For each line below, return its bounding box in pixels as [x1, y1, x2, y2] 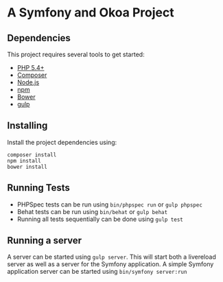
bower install [7, 163, 48, 170]
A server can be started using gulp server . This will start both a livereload [7, 252, 216, 261]
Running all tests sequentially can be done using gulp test [16, 215, 183, 223]
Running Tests [7, 182, 70, 193]
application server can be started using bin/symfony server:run [7, 268, 187, 276]
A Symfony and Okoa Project [7, 5, 174, 21]
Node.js [16, 78, 40, 86]
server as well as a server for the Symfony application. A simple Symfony [7, 260, 214, 268]
